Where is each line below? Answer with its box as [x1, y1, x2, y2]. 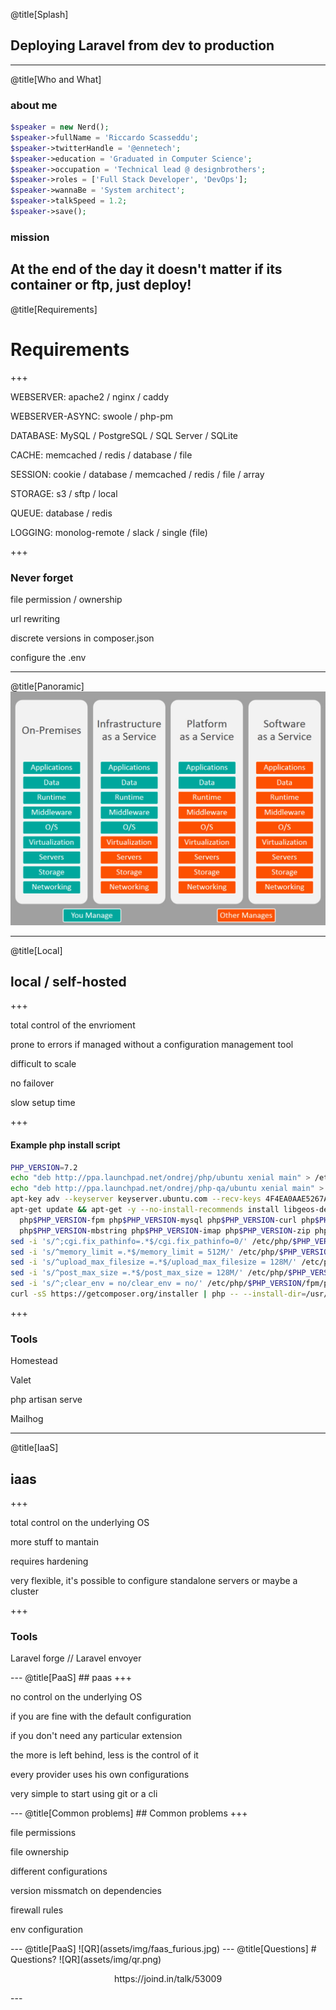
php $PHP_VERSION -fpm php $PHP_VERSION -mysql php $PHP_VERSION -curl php [19, 1215, 315, 1225]
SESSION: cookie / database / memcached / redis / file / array [10, 468, 265, 480]
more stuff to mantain [10, 1536, 100, 1548]
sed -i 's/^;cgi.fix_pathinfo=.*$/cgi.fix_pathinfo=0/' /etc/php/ [10, 1236, 293, 1246]
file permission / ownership [10, 593, 123, 605]
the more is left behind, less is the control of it [10, 1749, 199, 1761]
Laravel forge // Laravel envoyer [10, 1652, 142, 1664]
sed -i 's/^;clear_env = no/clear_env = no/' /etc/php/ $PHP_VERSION [10, 1279, 302, 1289]
